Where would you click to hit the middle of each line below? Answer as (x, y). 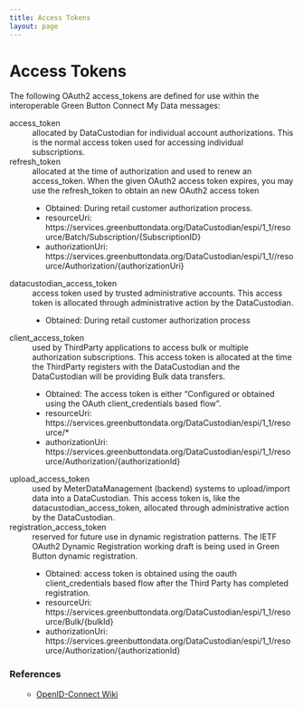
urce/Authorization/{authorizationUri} (114, 266)
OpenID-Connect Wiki (77, 693)
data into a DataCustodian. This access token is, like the (136, 499)
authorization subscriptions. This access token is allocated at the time (162, 357)
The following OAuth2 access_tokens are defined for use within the (134, 96)
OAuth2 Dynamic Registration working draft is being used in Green (156, 547)
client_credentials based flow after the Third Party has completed (167, 583)
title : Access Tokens (50, 18)
